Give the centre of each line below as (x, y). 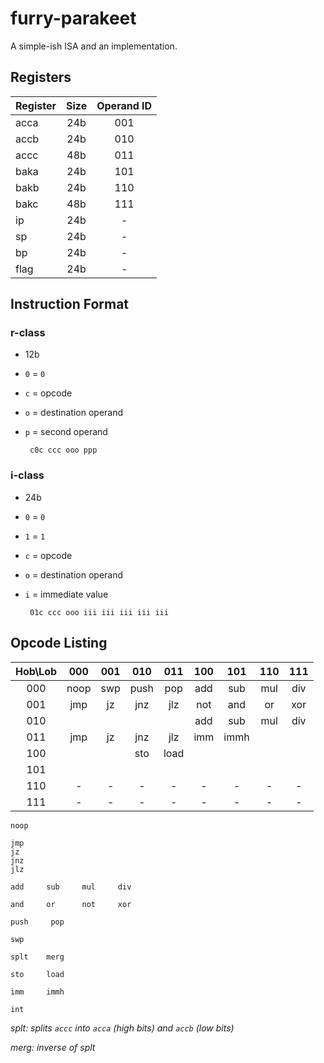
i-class (27, 475)
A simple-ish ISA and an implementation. (94, 46)
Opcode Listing (59, 643)
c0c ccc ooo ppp (63, 450)
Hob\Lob (36, 671)
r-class (28, 333)
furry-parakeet (73, 18)
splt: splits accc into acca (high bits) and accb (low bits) (122, 1028)
